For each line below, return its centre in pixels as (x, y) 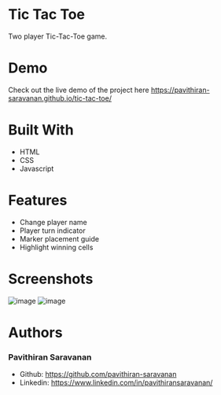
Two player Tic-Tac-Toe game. (58, 36)
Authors (35, 332)
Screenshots (51, 279)
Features (38, 200)
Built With (41, 130)
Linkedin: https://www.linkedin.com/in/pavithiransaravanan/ (116, 382)
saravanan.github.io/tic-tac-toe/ (60, 98)
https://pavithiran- (180, 90)
